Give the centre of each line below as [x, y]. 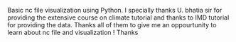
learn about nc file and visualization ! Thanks [73, 32]
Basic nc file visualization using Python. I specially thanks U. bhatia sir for [115, 10]
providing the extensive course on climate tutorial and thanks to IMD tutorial [118, 17]
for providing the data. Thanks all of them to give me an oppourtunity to [112, 25]
